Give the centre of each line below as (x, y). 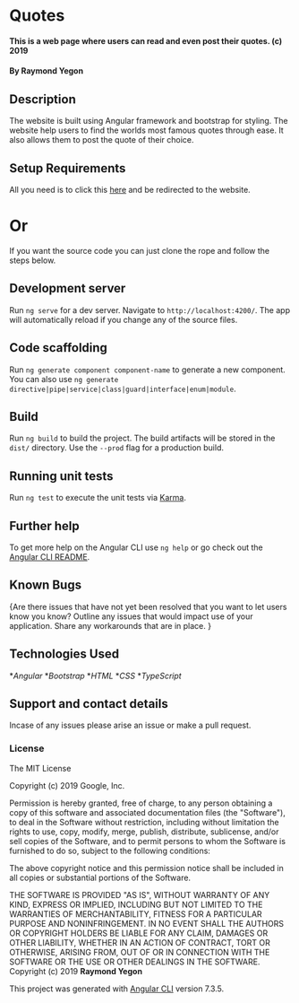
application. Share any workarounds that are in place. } (111, 625)
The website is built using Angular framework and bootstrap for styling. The (149, 121)
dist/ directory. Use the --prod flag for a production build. (116, 448)
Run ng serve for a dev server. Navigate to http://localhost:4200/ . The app (150, 310)
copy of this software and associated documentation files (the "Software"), (148, 812)
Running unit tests (61, 476)
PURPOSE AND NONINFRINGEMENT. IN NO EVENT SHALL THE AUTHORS (147, 923)
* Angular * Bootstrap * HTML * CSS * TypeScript (95, 676)
